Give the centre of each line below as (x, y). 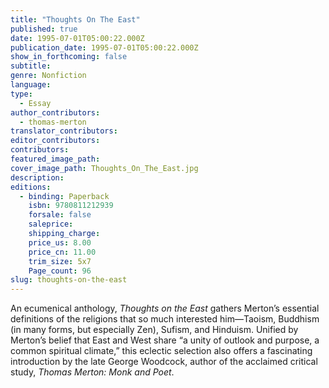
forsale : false (60, 215)
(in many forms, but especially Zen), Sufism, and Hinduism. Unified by (154, 330)
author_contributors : (55, 112)
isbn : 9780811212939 (71, 206)
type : (21, 94)
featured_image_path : (55, 159)
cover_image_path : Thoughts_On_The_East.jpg (104, 168)
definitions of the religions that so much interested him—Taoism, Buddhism (165, 319)
